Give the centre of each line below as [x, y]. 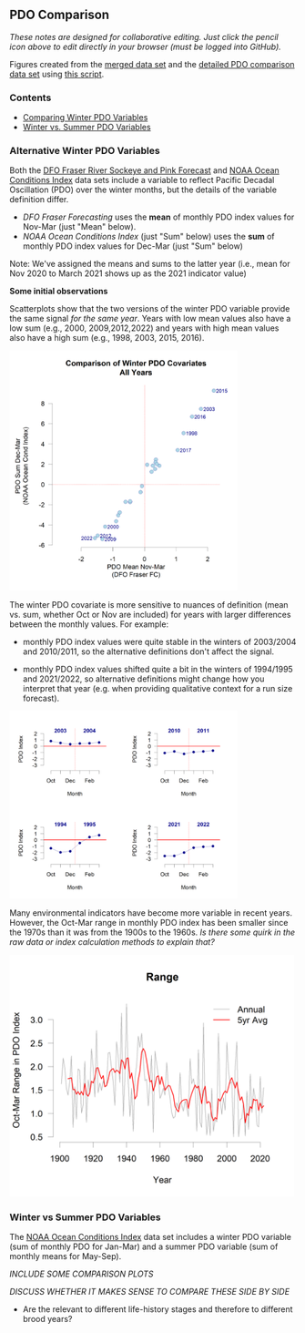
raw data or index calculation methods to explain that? [112, 942]
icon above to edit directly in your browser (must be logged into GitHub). [146, 46]
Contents [30, 97]
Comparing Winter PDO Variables [85, 118]
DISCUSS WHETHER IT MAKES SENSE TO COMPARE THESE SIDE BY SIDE [149, 1292]
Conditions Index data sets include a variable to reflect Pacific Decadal [142, 180]
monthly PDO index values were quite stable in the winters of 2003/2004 [159, 641]
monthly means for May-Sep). [66, 1256]
